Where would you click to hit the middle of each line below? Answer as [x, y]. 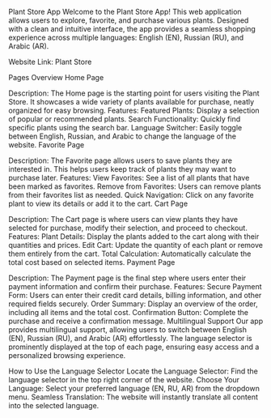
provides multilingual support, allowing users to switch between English [128, 330]
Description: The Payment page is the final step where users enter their [127, 278]
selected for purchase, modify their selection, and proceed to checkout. [128, 228]
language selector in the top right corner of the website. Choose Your [124, 380]
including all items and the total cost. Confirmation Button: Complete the [129, 312]
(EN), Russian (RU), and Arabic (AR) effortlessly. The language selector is [130, 338]
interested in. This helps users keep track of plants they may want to [122, 169]
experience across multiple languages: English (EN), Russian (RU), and [126, 37]
